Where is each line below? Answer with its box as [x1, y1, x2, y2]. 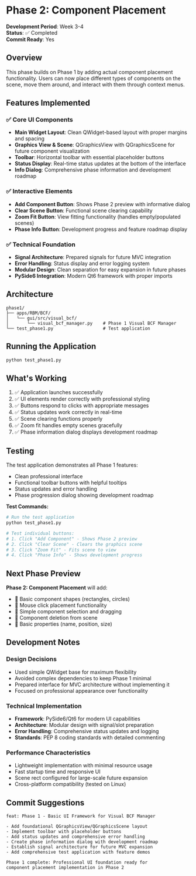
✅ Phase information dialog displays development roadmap [14, 428, 158, 435]
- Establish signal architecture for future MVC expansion [6, 844, 153, 850]
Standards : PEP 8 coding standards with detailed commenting [14, 734, 166, 741]
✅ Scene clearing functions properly [14, 415, 103, 422]
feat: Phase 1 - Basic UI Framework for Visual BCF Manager [6, 813, 156, 820]
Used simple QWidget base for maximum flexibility [14, 668, 137, 676]
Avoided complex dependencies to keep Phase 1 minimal [14, 674, 152, 682]
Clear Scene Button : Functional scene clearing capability [14, 207, 153, 214]
